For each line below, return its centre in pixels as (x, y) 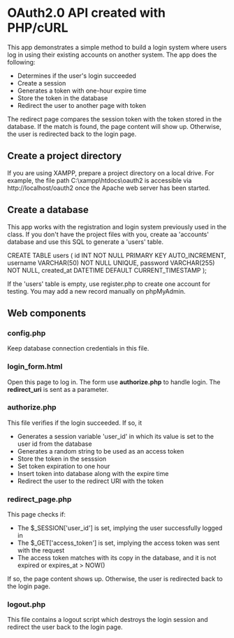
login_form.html (35, 367)
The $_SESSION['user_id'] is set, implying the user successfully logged (120, 528)
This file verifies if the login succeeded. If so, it (75, 423)
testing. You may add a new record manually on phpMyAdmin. (97, 291)
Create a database (48, 210)
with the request (41, 550)
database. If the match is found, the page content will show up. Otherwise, (115, 126)
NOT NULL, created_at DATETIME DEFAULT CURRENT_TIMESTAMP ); (107, 270)
